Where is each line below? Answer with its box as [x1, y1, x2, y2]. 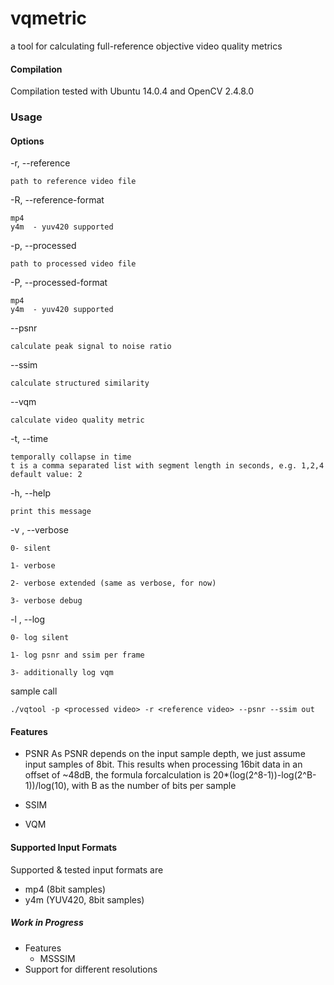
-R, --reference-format [10, 194, 105, 206]
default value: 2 [10, 470, 83, 480]
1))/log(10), [24, 780, 70, 792]
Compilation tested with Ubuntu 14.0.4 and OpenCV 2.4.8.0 [10, 85, 255, 97]
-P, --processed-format [10, 277, 108, 289]
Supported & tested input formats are [10, 863, 164, 876]
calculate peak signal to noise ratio [10, 342, 172, 352]
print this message [10, 507, 92, 517]
